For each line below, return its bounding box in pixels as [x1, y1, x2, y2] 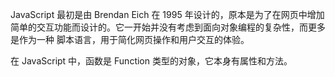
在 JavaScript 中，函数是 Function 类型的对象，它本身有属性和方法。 [10, 55, 293, 67]
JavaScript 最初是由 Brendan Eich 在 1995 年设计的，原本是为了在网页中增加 [10, 9, 325, 20]
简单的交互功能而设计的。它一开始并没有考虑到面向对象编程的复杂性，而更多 [10, 21, 326, 33]
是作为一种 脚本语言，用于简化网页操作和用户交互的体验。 [10, 34, 250, 45]
